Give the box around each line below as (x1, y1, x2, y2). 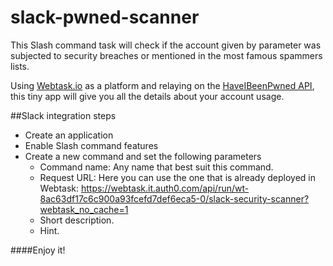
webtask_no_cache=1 (39, 203, 129, 215)
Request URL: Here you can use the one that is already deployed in (39, 171, 316, 183)
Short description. (39, 214, 115, 226)
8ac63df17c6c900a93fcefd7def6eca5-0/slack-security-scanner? (39, 192, 310, 205)
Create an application (24, 129, 114, 141)
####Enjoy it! (10, 244, 66, 256)
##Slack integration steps (10, 109, 117, 121)
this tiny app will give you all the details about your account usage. (10, 90, 285, 102)
